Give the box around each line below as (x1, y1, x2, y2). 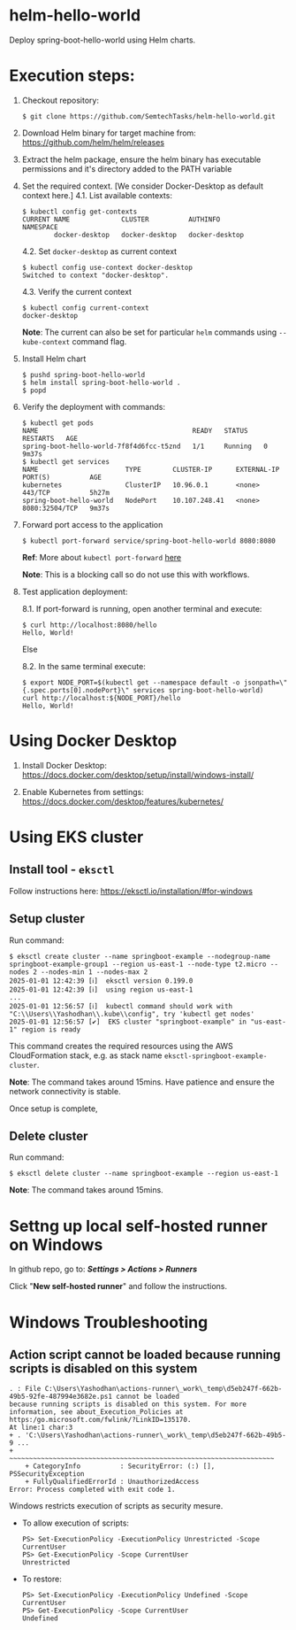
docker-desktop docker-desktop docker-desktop (54, 230, 245, 239)
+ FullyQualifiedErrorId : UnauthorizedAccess (25, 1478, 200, 1487)
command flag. (72, 336, 127, 346)
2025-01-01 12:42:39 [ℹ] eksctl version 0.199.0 (9, 976, 194, 985)
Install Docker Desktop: (21, 760, 108, 770)
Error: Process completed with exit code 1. (9, 1485, 176, 1495)
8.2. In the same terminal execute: (21, 660, 146, 671)
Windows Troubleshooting (9, 1312, 209, 1333)
